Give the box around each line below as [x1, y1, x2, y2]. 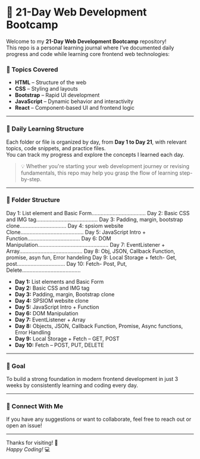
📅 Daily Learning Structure [6, 125, 85, 133]
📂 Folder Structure [6, 196, 61, 204]
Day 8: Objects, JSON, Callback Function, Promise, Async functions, [14, 322, 183, 330]
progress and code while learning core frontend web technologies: [6, 50, 170, 57]
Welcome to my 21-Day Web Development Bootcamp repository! [6, 38, 167, 45]
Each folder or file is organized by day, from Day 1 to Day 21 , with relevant [6, 138, 187, 145]
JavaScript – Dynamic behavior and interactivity [14, 98, 134, 105]
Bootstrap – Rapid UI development [14, 92, 100, 99]
